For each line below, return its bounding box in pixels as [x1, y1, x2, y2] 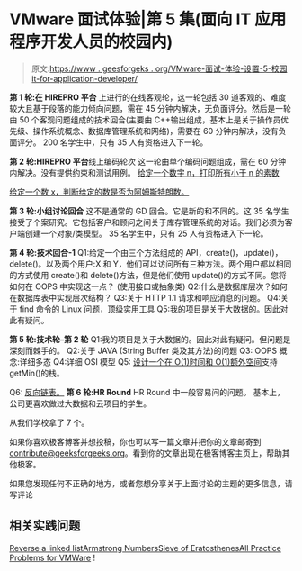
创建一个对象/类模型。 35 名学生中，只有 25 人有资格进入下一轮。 [24, 228, 269, 239]
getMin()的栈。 [9, 367, 65, 378]
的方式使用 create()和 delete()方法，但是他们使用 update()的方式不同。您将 [9, 269, 288, 280]
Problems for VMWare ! [9, 552, 96, 563]
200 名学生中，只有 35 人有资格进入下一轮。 [42, 137, 209, 148]
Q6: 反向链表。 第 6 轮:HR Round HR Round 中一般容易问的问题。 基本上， [9, 386, 286, 397]
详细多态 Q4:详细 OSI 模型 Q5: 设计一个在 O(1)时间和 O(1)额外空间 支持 [19, 356, 279, 367]
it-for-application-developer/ [31, 73, 138, 84]
